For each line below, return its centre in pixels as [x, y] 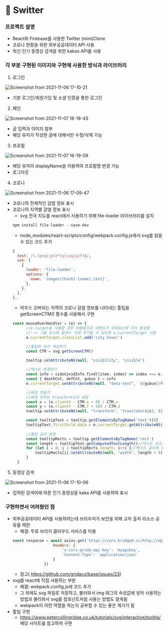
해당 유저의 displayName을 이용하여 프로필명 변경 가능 [66, 166]
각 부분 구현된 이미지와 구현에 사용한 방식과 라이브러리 [66, 66]
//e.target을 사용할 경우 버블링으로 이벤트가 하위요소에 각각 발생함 [88, 328]
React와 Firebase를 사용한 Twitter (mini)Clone [59, 39]
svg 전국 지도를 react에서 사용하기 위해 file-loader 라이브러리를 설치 [87, 215]
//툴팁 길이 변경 [41, 434]
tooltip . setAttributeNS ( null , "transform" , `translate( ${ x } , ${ [94, 411]
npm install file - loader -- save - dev [50, 225]
